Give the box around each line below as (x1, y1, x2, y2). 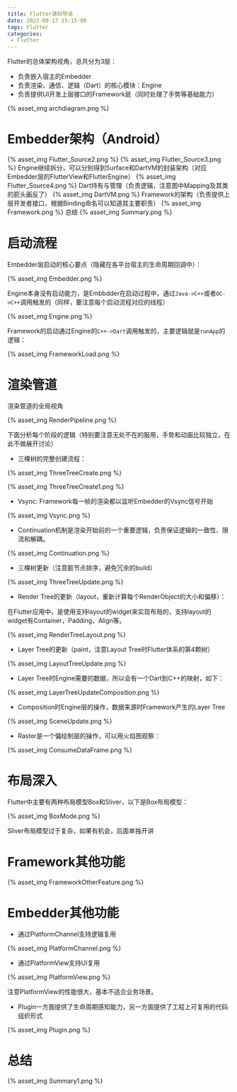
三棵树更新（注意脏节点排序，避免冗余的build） (17, 563, 156, 572)
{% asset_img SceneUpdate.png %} (7, 717, 112, 725)
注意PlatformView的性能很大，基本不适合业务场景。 (7, 987, 158, 996)
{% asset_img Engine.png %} (7, 312, 93, 320)
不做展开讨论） (13, 439, 57, 448)
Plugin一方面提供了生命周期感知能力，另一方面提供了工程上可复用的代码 (17, 1002, 229, 1011)
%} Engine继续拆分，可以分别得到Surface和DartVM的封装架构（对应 (7, 164, 207, 172)
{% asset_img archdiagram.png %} (7, 104, 110, 113)
